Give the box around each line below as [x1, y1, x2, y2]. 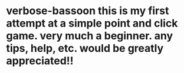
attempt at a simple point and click [6, 16, 178, 30]
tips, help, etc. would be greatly [6, 42, 164, 55]
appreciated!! [6, 54, 74, 68]
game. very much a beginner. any [6, 29, 173, 42]
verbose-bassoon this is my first [6, 4, 169, 18]
